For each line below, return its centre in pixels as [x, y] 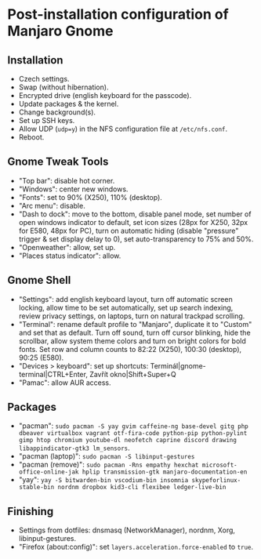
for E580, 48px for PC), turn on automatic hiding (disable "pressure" [129, 230]
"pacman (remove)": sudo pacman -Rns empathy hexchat [109, 465]
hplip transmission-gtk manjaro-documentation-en [165, 472]
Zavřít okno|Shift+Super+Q [133, 374]
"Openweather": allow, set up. [67, 247]
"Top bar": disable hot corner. [67, 180]
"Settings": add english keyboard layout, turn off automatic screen [125, 299]
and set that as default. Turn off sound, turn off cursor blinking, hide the [135, 332]
